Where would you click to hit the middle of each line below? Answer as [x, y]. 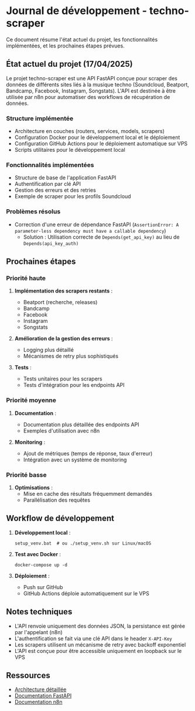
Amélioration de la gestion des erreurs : [64, 339]
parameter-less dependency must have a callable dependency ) [90, 230]
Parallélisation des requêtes [57, 500]
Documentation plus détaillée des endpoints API [81, 424]
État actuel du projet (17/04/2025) [69, 64]
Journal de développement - [77, 11]
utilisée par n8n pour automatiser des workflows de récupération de [88, 97]
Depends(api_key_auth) [51, 244]
